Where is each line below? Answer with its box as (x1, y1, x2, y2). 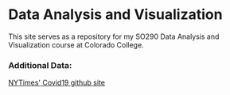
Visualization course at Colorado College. (8, 40, 145, 49)
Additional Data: (8, 59, 72, 70)
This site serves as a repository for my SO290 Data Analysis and (8, 32, 220, 41)
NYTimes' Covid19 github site (8, 78, 106, 88)
